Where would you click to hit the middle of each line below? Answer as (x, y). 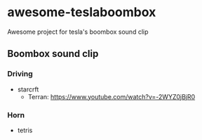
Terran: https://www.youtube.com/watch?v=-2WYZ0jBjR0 (112, 96)
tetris (25, 130)
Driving (20, 74)
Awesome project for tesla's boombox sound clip (78, 32)
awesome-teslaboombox (82, 12)
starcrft (28, 89)
